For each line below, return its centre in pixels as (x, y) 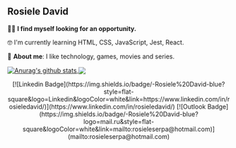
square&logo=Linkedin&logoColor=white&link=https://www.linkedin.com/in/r (119, 99)
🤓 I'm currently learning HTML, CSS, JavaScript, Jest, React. (96, 42)
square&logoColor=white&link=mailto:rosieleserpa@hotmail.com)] (119, 129)
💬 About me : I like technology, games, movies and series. (91, 56)
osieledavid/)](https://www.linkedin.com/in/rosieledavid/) (92, 107)
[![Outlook (191, 107)
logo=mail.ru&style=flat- (119, 122)
